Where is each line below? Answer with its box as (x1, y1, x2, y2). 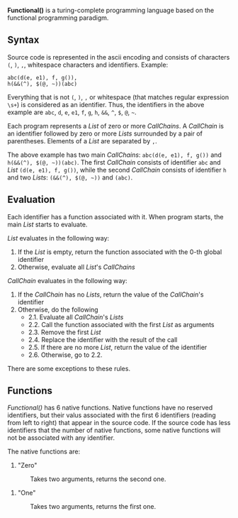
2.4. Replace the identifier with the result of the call (28, 335, 178, 343)
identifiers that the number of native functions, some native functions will (7, 426, 221, 435)
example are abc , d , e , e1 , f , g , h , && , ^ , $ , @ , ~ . (7, 108, 137, 116)
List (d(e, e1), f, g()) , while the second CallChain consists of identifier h (7, 165, 227, 174)
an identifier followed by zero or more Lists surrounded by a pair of (7, 129, 203, 138)
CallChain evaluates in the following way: (7, 276, 127, 285)
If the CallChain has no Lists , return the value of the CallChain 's (17, 290, 204, 299)
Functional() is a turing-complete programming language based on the (7, 6, 215, 14)
